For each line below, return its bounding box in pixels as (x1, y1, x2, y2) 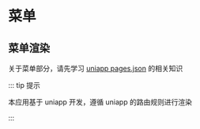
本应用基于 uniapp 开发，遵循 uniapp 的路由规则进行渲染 (8, 97, 192, 107)
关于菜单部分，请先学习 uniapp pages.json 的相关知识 (8, 64, 183, 73)
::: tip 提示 (8, 81, 41, 89)
